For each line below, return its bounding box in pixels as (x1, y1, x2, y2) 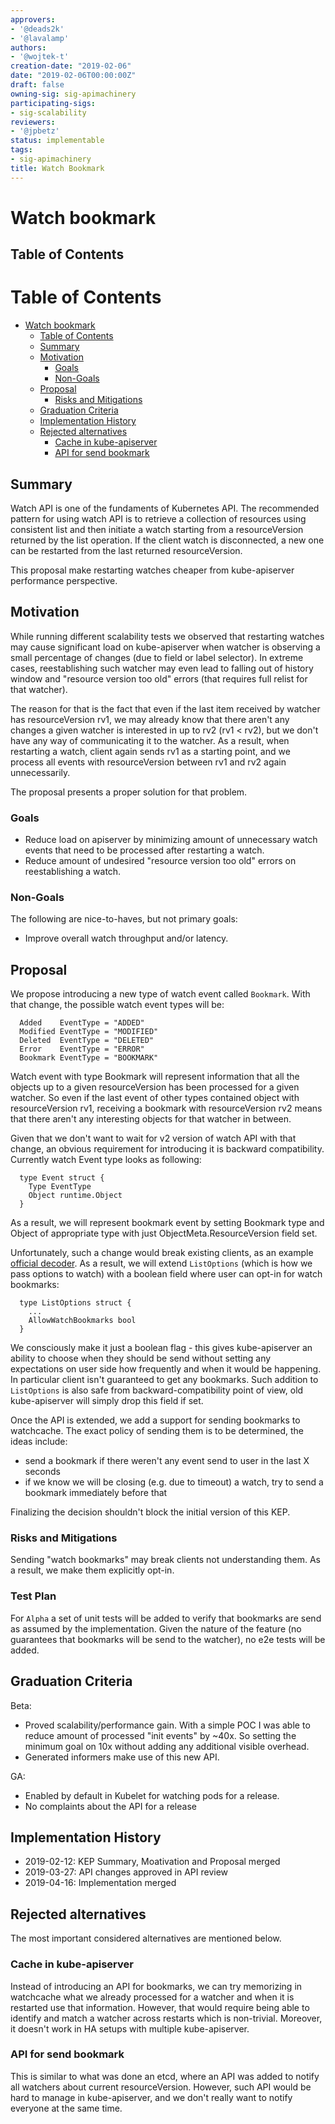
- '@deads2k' (10, 24, 65, 34)
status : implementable (10, 136, 105, 146)
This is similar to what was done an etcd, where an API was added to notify (10, 2070, 320, 2082)
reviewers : (10, 117, 56, 127)
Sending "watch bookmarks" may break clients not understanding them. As (10, 1554, 321, 1566)
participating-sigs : (10, 98, 97, 108)
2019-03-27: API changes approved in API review (24, 1866, 229, 1878)
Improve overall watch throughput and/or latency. (24, 932, 229, 945)
